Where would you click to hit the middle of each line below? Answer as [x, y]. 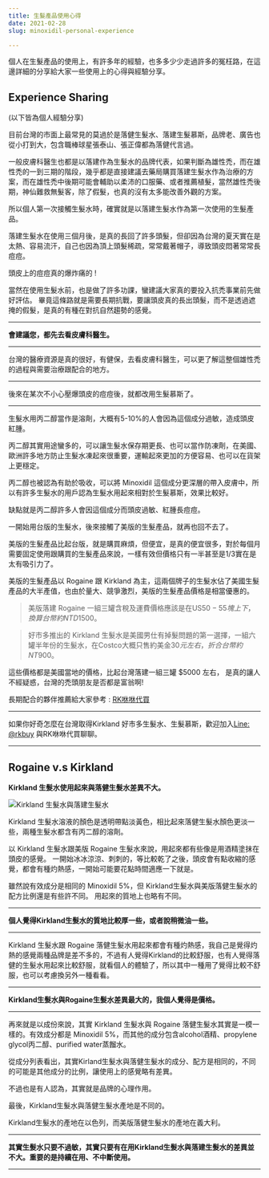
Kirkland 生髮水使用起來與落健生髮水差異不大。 [87, 788]
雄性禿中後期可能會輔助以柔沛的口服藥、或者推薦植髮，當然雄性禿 [145, 182]
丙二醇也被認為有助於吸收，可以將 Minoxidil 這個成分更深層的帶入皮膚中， [130, 483]
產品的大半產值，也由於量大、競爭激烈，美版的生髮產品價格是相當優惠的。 [131, 591]
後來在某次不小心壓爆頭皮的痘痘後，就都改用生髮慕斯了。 [103, 394]
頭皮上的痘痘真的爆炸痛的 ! [52, 273]
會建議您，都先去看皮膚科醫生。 [61, 335]
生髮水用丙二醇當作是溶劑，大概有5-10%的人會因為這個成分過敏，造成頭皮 [131, 419]
